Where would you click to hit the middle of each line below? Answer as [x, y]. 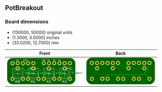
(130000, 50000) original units [42, 32]
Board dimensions [27, 22]
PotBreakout [24, 8]
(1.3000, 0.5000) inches [36, 37]
